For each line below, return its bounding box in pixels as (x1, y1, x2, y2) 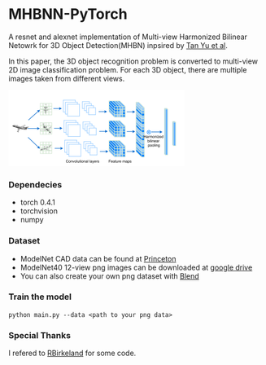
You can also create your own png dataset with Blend (20, 270, 199, 281)
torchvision (20, 206, 59, 216)
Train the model (8, 291, 72, 302)
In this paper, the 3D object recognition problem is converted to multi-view (8, 56, 259, 66)
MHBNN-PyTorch (8, 5, 128, 24)
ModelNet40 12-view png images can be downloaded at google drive (20, 262, 253, 272)
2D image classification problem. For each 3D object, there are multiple (8, 64, 247, 74)
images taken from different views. (8, 73, 125, 83)
